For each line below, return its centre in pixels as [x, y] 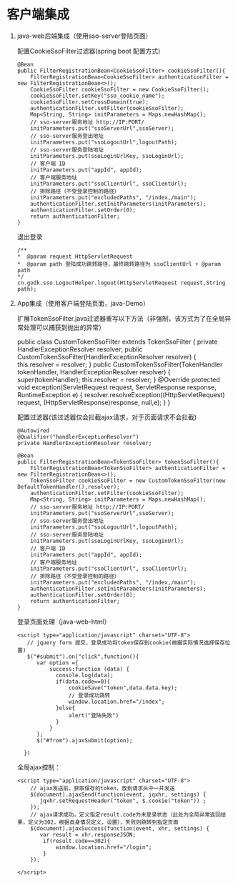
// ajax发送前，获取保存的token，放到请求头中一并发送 [103, 788]
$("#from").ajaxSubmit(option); [84, 740]
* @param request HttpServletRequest [75, 256]
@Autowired [33, 430]
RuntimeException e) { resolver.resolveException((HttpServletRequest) [121, 394]
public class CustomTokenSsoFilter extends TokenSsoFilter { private [117, 341]
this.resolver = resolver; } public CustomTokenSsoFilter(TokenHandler [120, 364]
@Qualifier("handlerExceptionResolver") [78, 436]
